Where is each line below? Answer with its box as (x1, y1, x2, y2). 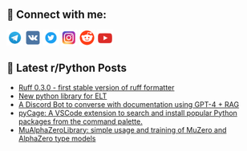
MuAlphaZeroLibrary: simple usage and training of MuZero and (18, 125, 227, 134)
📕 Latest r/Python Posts (6, 62, 128, 75)
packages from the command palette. (18, 117, 143, 126)
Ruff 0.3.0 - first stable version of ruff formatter (18, 82, 175, 92)
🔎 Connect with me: (6, 8, 107, 22)
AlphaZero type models (18, 133, 96, 143)
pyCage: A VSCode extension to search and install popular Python (18, 108, 237, 117)
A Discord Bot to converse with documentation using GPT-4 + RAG (18, 99, 240, 109)
